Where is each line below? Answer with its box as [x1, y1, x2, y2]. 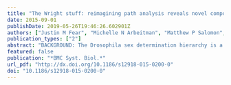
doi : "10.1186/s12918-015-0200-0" [7, 67, 107, 74]
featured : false [7, 49, 54, 56]
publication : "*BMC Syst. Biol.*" [7, 55, 107, 62]
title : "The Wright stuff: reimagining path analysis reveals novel [7, 10, 208, 17]
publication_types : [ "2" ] [7, 36, 81, 42]
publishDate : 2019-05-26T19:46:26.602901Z [7, 23, 131, 29]
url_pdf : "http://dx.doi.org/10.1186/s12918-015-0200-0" [7, 61, 174, 68]
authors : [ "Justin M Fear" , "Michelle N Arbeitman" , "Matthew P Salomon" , [7, 29, 226, 36]
